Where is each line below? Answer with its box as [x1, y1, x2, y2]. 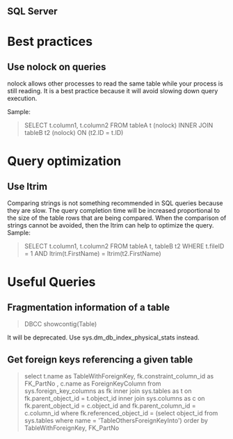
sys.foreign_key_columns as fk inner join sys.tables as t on [24, 387, 192, 395]
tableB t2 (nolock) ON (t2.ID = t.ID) [24, 129, 124, 137]
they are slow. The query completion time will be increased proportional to [7, 207, 220, 215]
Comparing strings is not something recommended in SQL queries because [7, 199, 223, 207]
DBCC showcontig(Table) [24, 320, 97, 328]
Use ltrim [7, 180, 47, 192]
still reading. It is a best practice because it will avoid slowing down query [7, 87, 218, 95]
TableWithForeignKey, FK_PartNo [24, 424, 120, 432]
